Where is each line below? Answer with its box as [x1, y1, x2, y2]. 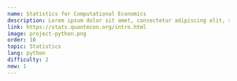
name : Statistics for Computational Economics [7, 10, 147, 18]
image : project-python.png [7, 30, 87, 37]
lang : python [7, 50, 46, 57]
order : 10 [7, 37, 37, 44]
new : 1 [7, 63, 27, 70]
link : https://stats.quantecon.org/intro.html [7, 23, 147, 30]
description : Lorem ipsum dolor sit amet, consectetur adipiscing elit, [7, 17, 226, 24]
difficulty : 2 [7, 56, 49, 63]
